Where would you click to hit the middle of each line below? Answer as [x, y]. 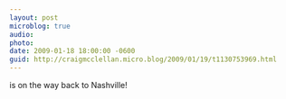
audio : [22, 34]
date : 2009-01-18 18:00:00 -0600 [72, 51]
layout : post [34, 18]
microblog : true [40, 26]
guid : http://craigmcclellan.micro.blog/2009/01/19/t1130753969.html [143, 59]
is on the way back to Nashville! [69, 85]
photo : [22, 43]
